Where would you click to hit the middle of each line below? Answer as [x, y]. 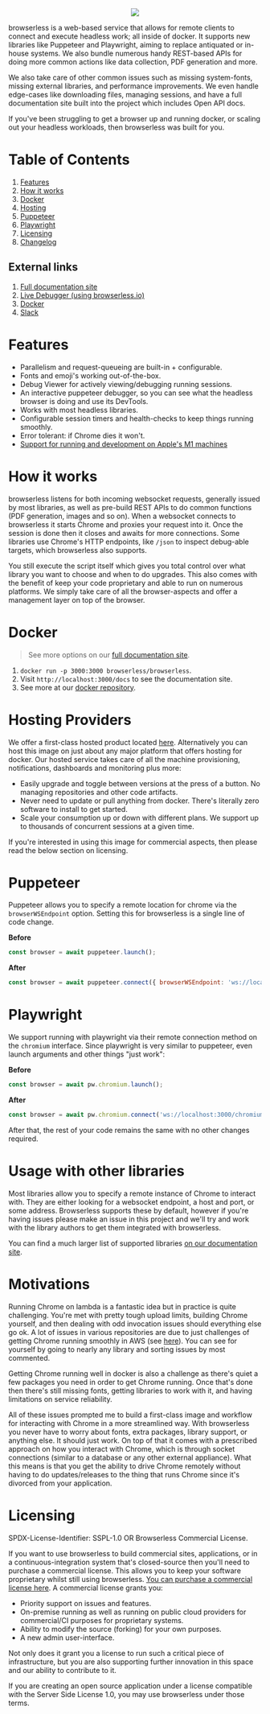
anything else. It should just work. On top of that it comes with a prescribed [133, 1440]
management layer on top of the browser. [77, 599]
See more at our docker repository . [78, 687]
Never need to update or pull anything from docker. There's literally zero [139, 801]
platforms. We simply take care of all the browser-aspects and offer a [123, 591]
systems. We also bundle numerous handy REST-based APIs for [137, 53]
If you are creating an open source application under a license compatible [131, 1686]
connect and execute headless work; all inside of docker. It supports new [129, 36]
